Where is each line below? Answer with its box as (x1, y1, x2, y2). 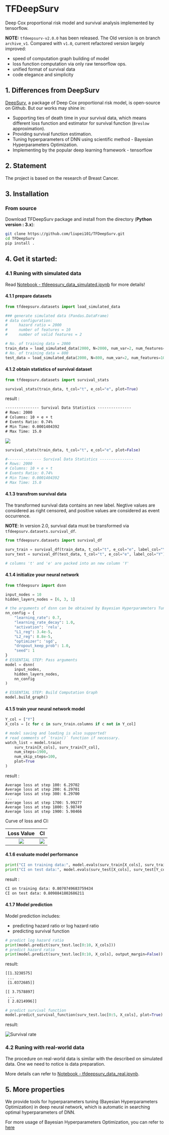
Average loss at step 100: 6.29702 (5, 782, 80, 787)
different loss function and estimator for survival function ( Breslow (12, 120, 149, 126)
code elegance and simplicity (12, 71, 74, 77)
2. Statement (5, 162, 47, 170)
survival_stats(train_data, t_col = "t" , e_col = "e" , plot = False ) (5, 448, 141, 453)
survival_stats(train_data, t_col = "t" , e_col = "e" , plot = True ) (5, 386, 138, 391)
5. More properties (5, 1085, 65, 1094)
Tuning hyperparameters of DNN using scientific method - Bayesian (12, 136, 153, 142)
